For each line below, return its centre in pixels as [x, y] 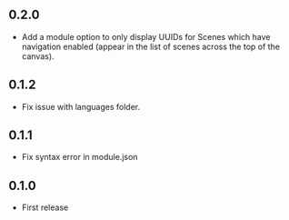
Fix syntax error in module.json [80, 157]
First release [45, 207]
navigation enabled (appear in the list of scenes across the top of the [151, 46]
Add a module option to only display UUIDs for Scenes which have [146, 36]
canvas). [38, 56]
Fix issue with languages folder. [81, 106]
